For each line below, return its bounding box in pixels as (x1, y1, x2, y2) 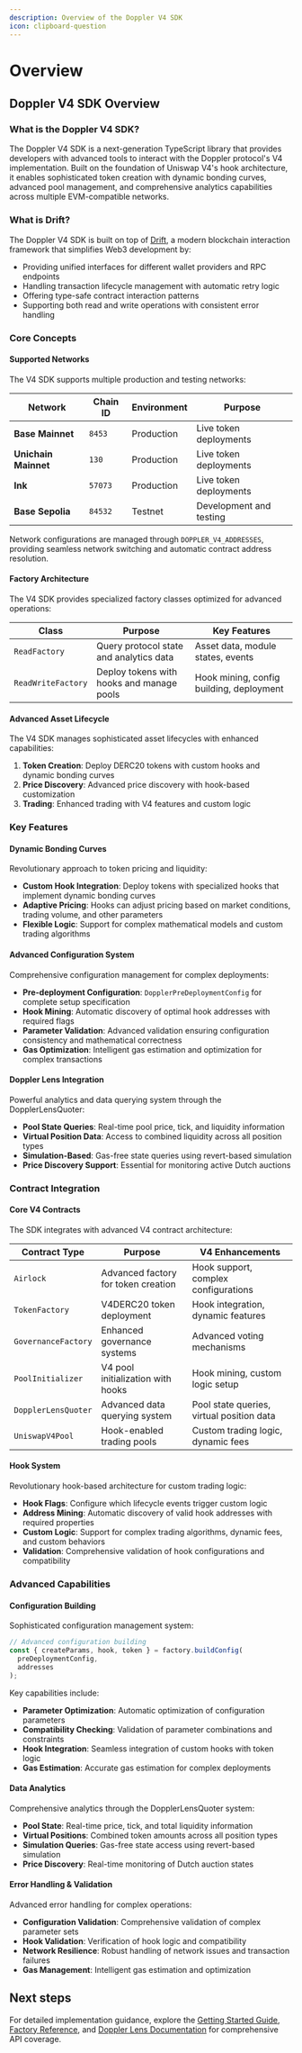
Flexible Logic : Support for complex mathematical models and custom (22, 919, 283, 930)
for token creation (101, 1278, 177, 1290)
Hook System (9, 1461, 61, 1471)
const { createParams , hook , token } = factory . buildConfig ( (9, 1646, 244, 1655)
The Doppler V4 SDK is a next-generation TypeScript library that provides (9, 143, 282, 154)
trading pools (101, 1435, 157, 1448)
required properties (22, 1517, 94, 1528)
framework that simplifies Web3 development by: (9, 244, 191, 255)
